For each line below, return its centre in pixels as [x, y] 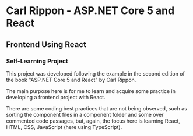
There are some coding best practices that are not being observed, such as [97, 108]
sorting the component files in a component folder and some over [85, 114]
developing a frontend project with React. [56, 97]
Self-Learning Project [37, 61]
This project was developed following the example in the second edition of [95, 73]
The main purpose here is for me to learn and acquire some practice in [91, 91]
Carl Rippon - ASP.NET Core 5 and [90, 11]
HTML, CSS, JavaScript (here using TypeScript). [64, 127]
